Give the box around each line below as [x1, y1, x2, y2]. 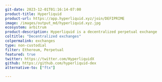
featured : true [5, 52, 36, 57]
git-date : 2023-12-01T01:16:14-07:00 [5, 7, 81, 12]
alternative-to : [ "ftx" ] [5, 66, 55, 70]
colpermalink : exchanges [5, 39, 55, 43]
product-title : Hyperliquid [5, 12, 62, 16]
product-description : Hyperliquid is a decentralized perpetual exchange [5, 29, 158, 34]
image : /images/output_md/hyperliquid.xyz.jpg [5, 20, 101, 26]
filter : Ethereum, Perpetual [5, 47, 64, 52]
